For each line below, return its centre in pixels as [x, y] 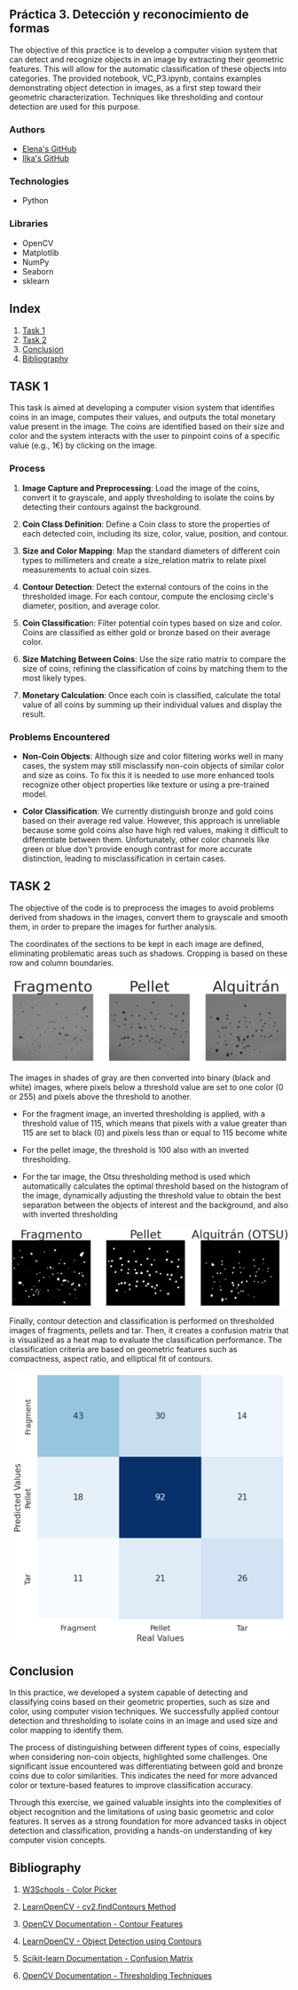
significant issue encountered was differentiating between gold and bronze [146, 1766]
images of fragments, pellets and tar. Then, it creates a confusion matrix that [149, 1330]
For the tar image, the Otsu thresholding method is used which [136, 1176]
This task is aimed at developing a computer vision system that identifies [142, 408]
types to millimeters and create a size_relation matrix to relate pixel [144, 560]
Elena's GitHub [49, 149]
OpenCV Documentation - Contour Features [102, 1923]
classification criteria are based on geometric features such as [123, 1349]
